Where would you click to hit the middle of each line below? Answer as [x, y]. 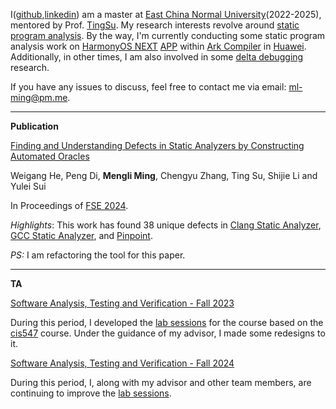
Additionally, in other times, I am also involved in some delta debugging [157, 57]
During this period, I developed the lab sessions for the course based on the [167, 322]
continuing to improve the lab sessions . [91, 393]
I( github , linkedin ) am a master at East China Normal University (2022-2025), [166, 14]
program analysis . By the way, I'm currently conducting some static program [168, 35]
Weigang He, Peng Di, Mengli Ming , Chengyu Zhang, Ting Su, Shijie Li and [164, 175]
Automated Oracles [50, 156]
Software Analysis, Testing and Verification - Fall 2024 [122, 363]
